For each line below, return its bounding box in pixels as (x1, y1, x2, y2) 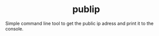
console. (5, 25, 24, 31)
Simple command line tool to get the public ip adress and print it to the (5, 20, 154, 26)
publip (72, 4, 100, 15)
